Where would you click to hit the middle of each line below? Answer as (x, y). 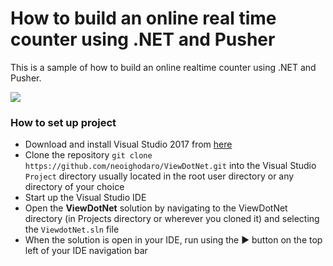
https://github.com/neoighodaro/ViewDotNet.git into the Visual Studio (170, 166)
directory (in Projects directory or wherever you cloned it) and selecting (172, 219)
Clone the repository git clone (88, 155)
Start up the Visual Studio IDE (85, 198)
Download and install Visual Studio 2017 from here (128, 144)
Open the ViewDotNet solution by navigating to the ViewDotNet (156, 208)
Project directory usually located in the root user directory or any (159, 176)
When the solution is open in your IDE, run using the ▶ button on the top (173, 240)
